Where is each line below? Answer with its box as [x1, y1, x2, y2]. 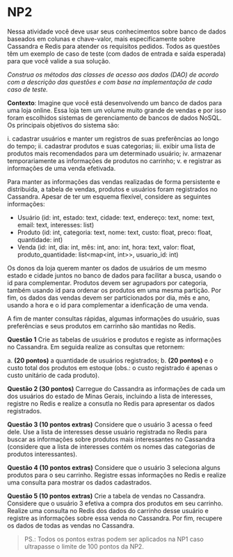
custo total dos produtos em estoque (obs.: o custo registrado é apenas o [7, 363, 218, 372]
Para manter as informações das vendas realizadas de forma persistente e [7, 177, 220, 185]
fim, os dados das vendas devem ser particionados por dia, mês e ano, [7, 293, 211, 302]
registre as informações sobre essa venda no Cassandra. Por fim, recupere [7, 514, 223, 522]
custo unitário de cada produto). [7, 371, 99, 379]
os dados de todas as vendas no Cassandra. [7, 521, 135, 530]
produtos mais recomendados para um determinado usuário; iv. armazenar [7, 149, 222, 158]
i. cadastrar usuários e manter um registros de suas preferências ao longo [7, 134, 219, 143]
